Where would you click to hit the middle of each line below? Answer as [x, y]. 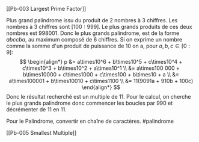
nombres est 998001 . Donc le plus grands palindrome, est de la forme [93, 33]
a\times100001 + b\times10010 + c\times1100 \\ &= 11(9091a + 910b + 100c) [101, 81]
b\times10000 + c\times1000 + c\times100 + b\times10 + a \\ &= [101, 74]
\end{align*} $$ [101, 87]
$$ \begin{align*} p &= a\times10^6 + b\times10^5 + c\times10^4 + [101, 62]
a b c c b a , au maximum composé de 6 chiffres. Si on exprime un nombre [94, 39]
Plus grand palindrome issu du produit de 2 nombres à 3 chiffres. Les [92, 20]
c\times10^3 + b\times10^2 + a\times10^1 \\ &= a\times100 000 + [101, 68]
